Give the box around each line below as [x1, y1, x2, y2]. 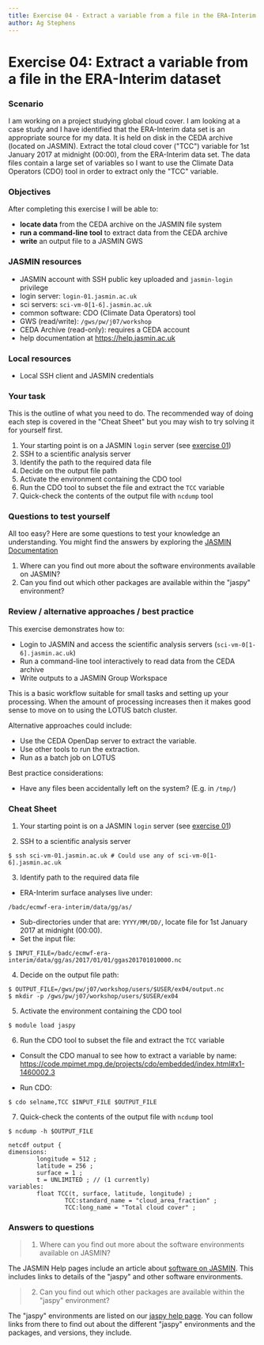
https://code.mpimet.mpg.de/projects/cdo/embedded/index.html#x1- [19, 1059, 245, 1069]
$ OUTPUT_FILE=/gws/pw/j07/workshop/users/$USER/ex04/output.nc [8, 986, 224, 994]
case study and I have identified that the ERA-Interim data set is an [8, 124, 225, 134]
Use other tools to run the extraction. [19, 744, 140, 754]
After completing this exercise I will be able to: [8, 204, 159, 214]
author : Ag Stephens [8, 19, 77, 27]
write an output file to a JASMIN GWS [19, 237, 144, 246]
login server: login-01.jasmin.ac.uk [19, 291, 138, 301]
